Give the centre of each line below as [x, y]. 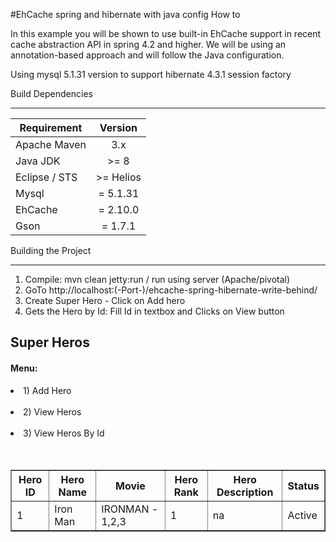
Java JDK [38, 161]
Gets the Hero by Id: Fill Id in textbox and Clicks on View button [154, 311]
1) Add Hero [47, 390]
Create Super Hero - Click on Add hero [105, 300]
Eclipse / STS [46, 177]
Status [303, 486]
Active [302, 515]
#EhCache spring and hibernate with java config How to [125, 14]
